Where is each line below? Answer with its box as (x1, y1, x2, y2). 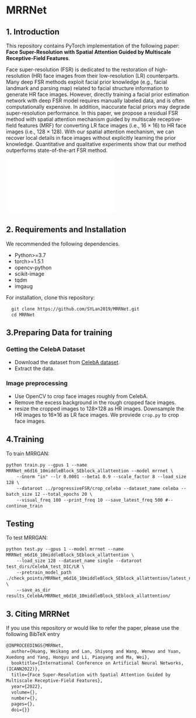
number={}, (11, 695, 38, 702)
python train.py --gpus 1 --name (6, 462, 87, 468)
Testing (6, 519, 34, 529)
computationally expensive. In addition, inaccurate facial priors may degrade (6, 103, 190, 110)
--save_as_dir (16, 587, 51, 593)
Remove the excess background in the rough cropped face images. (14, 399, 176, 406)
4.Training (6, 434, 44, 444)
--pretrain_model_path (16, 569, 72, 576)
